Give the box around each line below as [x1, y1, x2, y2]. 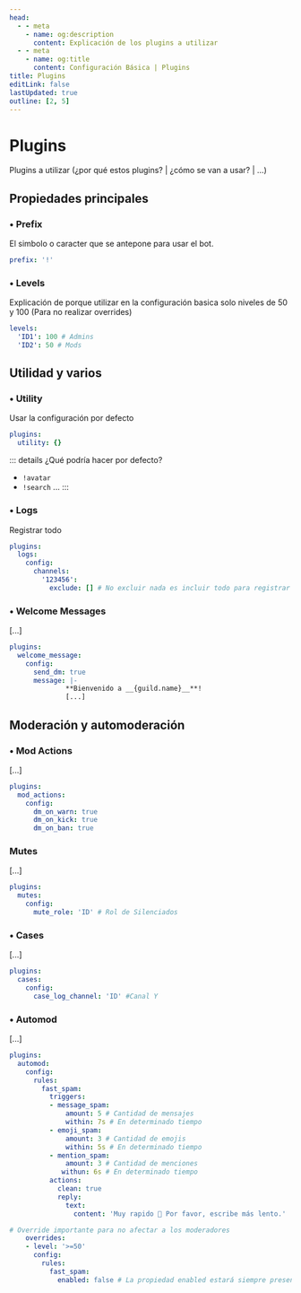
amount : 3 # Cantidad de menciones [65, 1159, 199, 1168]
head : [9, 13, 30, 22]
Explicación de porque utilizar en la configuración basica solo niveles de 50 [9, 297, 288, 308]
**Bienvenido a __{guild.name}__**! [65, 684, 202, 694]
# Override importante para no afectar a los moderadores [9, 1226, 230, 1235]
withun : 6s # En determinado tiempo [61, 1167, 199, 1176]
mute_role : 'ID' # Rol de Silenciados [32, 908, 178, 917]
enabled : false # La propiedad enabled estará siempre [56, 1275, 267, 1284]
